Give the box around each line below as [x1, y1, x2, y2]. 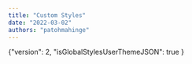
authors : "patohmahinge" [8, 26, 90, 34]
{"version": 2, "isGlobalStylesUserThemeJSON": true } [8, 48, 185, 57]
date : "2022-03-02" [8, 19, 72, 27]
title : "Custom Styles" [8, 11, 87, 20]
